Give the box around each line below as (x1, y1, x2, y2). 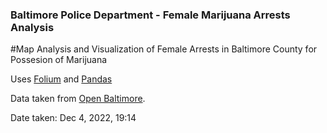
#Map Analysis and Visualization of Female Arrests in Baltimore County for (10, 43, 318, 55)
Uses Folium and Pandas (10, 73, 113, 85)
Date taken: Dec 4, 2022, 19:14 (10, 112, 137, 124)
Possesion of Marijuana (10, 54, 108, 66)
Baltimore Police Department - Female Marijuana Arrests (10, 8, 291, 22)
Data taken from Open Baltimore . (10, 93, 146, 105)
